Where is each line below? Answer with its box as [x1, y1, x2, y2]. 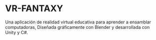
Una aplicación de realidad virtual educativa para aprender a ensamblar [5, 19, 151, 25]
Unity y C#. [5, 29, 28, 35]
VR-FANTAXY [5, 3, 63, 14]
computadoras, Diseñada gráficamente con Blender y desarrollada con [5, 24, 150, 30]
